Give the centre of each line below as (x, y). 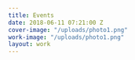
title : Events (31, 15)
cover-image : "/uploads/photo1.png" (68, 30)
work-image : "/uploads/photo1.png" (66, 37)
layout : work (29, 44)
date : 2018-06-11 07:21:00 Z (56, 23)
